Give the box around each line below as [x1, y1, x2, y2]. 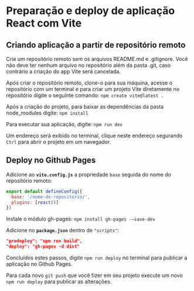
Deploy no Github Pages [6, 155, 96, 165]
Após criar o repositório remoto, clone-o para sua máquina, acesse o [6, 79, 173, 86]
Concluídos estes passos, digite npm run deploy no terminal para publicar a [6, 254, 188, 262]
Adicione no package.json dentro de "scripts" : [6, 227, 120, 234]
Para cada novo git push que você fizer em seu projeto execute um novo [6, 272, 183, 279]
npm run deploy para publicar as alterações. [6, 278, 112, 285]
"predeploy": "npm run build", [6, 238, 83, 244]
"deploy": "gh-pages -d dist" [6, 243, 80, 250]
